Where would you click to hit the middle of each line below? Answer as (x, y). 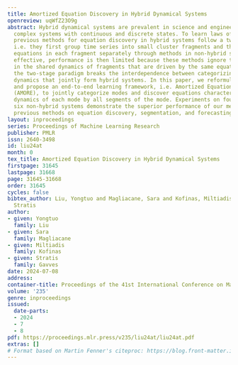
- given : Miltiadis (36, 245)
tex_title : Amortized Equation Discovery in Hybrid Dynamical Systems (114, 159)
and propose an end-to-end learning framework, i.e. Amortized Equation (123, 87)
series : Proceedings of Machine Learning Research (84, 126)
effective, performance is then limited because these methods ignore (120, 60)
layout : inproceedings (41, 119)
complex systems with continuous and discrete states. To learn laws (118, 34)
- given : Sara (28, 231)
